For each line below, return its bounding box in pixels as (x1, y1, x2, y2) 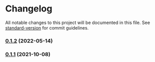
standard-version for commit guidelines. (5, 24, 89, 30)
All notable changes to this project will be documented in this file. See (5, 19, 150, 25)
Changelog (5, 3, 53, 14)
